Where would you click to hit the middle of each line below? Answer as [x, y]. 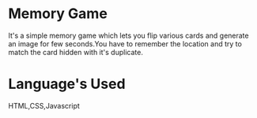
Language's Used [67, 84]
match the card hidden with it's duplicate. [76, 52]
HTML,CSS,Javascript [44, 105]
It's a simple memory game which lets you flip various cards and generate [128, 35]
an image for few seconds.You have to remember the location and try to [125, 43]
